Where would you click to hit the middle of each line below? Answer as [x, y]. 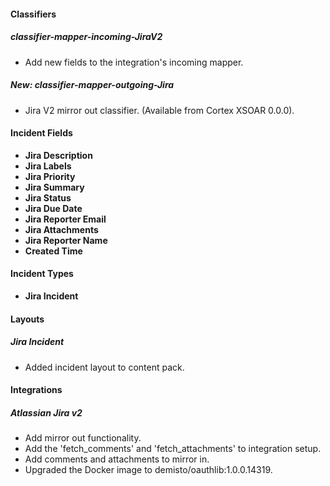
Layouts [27, 319]
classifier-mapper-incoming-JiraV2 [86, 37]
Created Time [53, 251]
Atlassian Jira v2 [46, 412]
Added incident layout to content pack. [104, 367]
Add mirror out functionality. [83, 438]
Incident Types [42, 274]
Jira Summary [54, 187]
